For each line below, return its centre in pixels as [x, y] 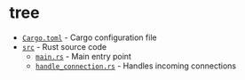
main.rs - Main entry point [83, 56]
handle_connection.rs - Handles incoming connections [136, 66]
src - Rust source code [64, 46]
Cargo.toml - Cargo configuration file [89, 37]
